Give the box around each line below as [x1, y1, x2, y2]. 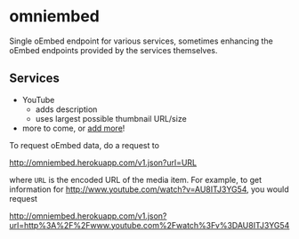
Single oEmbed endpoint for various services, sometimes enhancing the [9, 36, 273, 46]
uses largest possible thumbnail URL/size [35, 113, 187, 123]
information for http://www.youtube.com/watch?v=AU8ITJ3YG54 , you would [9, 184, 289, 195]
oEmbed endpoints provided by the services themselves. [9, 44, 218, 55]
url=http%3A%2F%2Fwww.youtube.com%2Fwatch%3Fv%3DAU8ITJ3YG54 [9, 219, 290, 230]
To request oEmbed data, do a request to [9, 139, 160, 150]
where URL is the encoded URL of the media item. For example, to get [9, 174, 263, 185]
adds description [35, 104, 98, 115]
